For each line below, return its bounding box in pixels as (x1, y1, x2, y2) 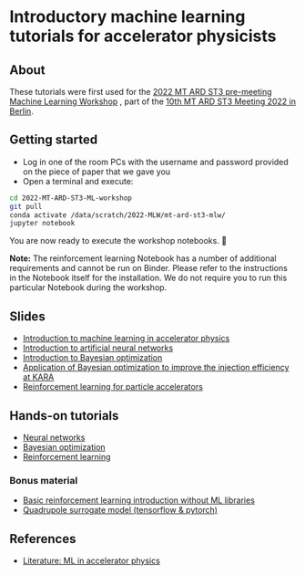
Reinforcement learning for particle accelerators (22, 382, 203, 392)
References (9, 531, 76, 547)
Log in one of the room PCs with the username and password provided (22, 156, 289, 167)
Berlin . (9, 106, 34, 116)
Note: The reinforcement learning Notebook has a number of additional (9, 253, 277, 264)
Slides (9, 308, 46, 324)
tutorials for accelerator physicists (9, 26, 277, 47)
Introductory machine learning (9, 6, 246, 27)
